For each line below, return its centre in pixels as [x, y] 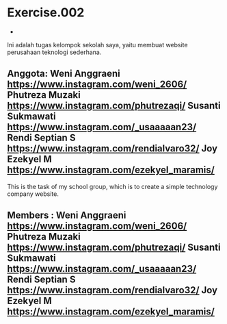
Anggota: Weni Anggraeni [64, 74]
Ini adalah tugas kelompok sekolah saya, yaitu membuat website [97, 45]
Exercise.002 [46, 13]
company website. [33, 194]
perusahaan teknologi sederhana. [54, 52]
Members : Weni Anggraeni [67, 215]
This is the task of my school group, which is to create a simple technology [112, 186]
